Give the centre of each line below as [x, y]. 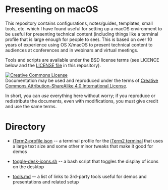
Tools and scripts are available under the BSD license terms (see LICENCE [82, 60]
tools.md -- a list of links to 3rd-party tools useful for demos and [80, 176]
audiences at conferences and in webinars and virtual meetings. [72, 50]
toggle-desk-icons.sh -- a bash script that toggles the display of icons [86, 161]
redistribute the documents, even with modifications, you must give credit [82, 101]
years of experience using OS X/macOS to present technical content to [79, 44]
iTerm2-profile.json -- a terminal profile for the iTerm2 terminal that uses [88, 140]
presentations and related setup [46, 182]
